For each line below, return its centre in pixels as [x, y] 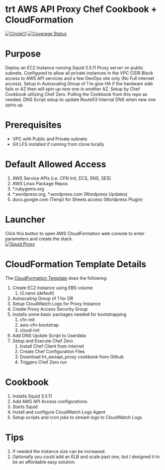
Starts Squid [25, 407]
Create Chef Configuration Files [52, 351]
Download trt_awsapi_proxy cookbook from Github [72, 357]
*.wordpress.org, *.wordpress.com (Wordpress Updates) [70, 194]
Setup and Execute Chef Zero [42, 341]
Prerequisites [34, 125]
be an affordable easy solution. [44, 462]
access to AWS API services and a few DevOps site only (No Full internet [80, 78]
